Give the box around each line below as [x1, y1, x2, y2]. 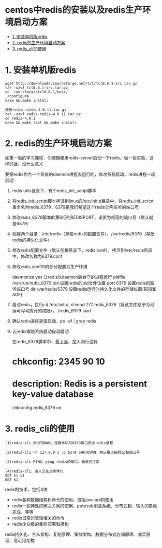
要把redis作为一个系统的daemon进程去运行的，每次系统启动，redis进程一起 [5, 171, 156, 177]
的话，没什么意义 [9, 161, 44, 167]
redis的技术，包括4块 [5, 486, 47, 492]
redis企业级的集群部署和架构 [12, 521, 69, 527]
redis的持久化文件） [12, 237, 52, 243]
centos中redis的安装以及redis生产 [5, 4, 143, 16]
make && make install [5, 98, 49, 103]
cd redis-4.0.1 [5, 116, 36, 121]
